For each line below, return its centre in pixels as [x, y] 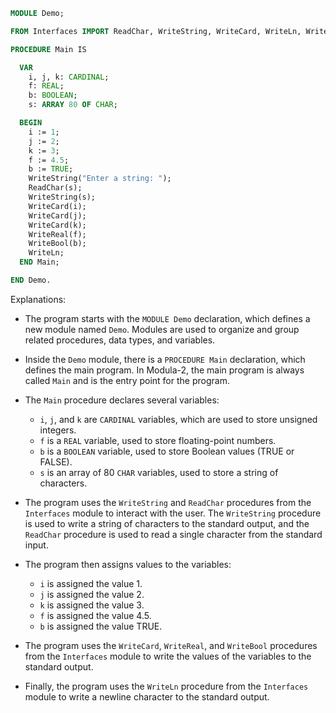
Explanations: [38, 299]
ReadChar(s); [55, 188]
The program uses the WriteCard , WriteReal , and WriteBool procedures [171, 645]
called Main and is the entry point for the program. [127, 380]
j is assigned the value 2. [92, 594]
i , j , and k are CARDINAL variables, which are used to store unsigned [178, 419]
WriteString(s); [62, 197]
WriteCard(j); [57, 215]
